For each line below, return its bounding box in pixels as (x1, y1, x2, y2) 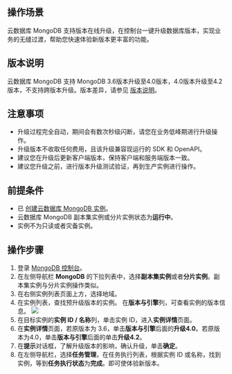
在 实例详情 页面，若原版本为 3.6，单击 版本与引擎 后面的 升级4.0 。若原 (17, 325, 215, 333)
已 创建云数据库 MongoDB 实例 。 (17, 204, 112, 213)
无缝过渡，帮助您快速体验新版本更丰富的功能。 (19, 35, 153, 43)
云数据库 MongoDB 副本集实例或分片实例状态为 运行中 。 (17, 213, 177, 221)
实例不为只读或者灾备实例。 (17, 221, 97, 230)
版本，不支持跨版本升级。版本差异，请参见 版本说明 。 (7, 85, 161, 94)
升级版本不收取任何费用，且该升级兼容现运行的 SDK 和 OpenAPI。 (17, 145, 206, 153)
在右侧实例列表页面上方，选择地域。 (17, 290, 121, 298)
